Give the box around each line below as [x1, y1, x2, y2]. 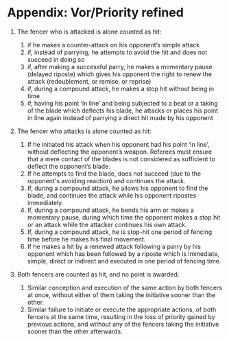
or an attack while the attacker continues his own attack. [27, 220, 187, 228]
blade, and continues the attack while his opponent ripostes [27, 191, 197, 200]
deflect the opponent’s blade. [27, 162, 111, 170]
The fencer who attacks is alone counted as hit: [16, 127, 152, 135]
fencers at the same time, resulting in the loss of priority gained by [27, 312, 215, 320]
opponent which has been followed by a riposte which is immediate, [27, 249, 219, 258]
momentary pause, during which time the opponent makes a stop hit [27, 213, 221, 221]
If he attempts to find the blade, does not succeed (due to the [27, 169, 201, 178]
